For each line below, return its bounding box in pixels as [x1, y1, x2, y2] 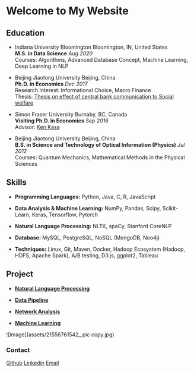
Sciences [14, 160, 38, 167]
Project [6, 269, 34, 279]
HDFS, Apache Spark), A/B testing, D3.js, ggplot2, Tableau [14, 251, 158, 259]
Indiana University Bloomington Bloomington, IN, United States [14, 43, 168, 51]
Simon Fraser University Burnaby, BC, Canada [14, 111, 128, 118]
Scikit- [162, 204, 179, 212]
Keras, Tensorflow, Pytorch [31, 211, 98, 218]
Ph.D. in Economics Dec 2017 [14, 80, 88, 87]
